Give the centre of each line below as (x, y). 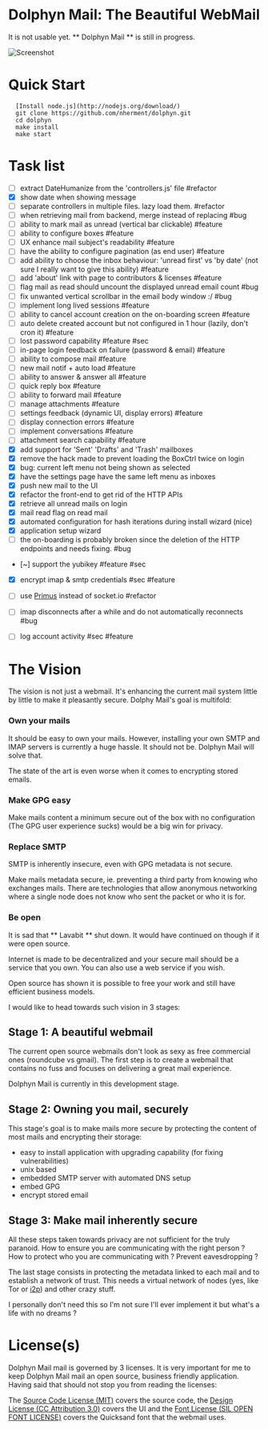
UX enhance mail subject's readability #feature (97, 243)
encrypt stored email (54, 1195)
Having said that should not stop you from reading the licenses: (113, 1384)
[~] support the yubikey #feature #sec (83, 564)
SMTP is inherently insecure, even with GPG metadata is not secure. (121, 864)
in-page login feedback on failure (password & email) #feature (122, 349)
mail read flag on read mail (64, 512)
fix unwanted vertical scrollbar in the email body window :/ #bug (126, 296)
